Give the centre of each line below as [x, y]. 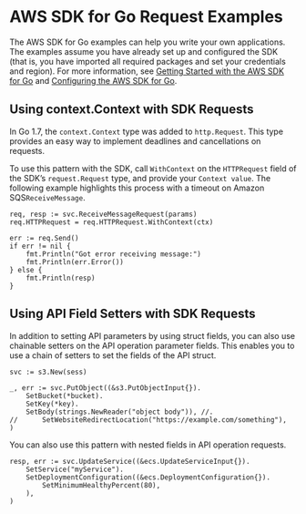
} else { [26, 270]
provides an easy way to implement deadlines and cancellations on [135, 141]
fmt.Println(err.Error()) [75, 262]
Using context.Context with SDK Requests [132, 110]
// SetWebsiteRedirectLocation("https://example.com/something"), [148, 420]
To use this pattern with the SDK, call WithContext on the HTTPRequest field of [153, 168]
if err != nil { [40, 246]
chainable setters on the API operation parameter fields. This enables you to [152, 345]
